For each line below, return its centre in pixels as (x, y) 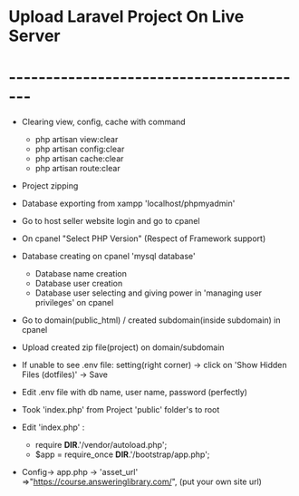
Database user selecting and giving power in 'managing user (148, 293)
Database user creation (79, 284)
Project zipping (50, 186)
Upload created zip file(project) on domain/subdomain (123, 347)
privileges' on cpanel (74, 303)
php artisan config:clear (80, 149)
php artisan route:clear (77, 169)
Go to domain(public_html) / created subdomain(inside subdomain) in (151, 320)
